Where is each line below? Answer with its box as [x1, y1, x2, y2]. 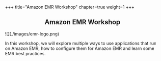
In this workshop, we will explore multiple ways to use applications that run [5, 40, 157, 46]
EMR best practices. [5, 50, 46, 56]
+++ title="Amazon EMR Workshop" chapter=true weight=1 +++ [5, 4, 134, 10]
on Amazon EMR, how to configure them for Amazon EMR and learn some [5, 46, 155, 51]
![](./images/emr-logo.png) [5, 31, 60, 37]
